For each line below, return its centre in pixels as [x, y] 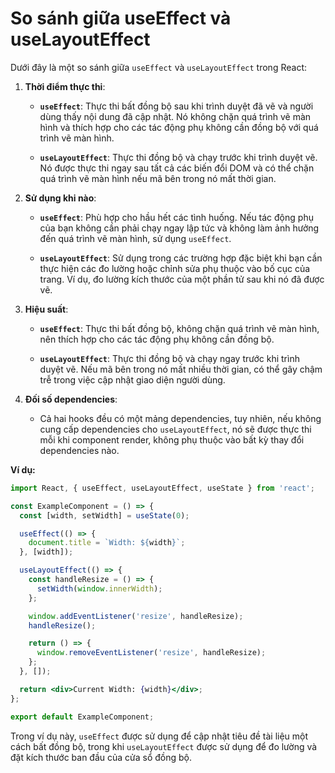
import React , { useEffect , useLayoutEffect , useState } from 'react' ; [162, 488]
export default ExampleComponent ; [82, 717]
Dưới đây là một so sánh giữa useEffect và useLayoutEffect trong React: [158, 67]
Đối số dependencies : [71, 399]
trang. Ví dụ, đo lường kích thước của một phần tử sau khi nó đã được [182, 279]
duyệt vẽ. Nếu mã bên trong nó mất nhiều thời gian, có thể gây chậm [181, 369]
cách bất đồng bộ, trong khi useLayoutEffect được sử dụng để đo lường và [164, 746]
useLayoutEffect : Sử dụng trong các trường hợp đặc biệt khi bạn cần [181, 258]
